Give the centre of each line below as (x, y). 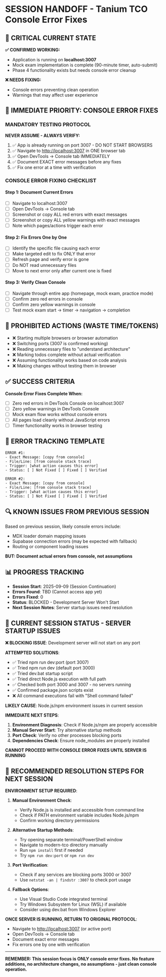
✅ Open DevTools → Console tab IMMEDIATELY (61, 156)
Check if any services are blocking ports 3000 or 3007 (76, 874)
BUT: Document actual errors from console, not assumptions (69, 556)
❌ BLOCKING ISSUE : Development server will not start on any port (73, 643)
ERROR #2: (15, 479)
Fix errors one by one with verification (51, 945)
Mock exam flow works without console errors (60, 414)
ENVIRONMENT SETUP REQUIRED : (41, 791)
